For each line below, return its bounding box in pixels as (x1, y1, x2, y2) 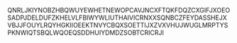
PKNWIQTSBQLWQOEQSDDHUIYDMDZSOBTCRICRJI (7, 28, 165, 37)
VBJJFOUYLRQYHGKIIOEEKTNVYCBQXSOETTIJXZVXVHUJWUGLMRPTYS (7, 21, 228, 29)
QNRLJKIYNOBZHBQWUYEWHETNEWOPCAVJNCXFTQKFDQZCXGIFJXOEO (7, 6, 231, 14)
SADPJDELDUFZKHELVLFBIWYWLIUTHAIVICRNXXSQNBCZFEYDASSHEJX (7, 13, 227, 22)
